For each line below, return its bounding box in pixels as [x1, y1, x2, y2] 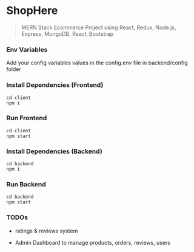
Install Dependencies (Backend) [6, 147, 103, 155]
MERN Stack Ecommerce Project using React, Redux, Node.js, [21, 24, 176, 31]
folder [6, 66, 21, 73]
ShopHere [6, 4, 58, 18]
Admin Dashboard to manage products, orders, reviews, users [15, 239, 171, 246]
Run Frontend [6, 114, 47, 122]
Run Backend [6, 180, 47, 189]
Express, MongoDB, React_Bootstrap [21, 30, 114, 37]
